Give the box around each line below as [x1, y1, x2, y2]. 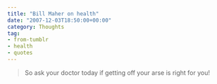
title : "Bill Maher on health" [7, 10, 99, 17]
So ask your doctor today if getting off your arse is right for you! [24, 68, 210, 77]
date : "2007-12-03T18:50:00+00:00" [7, 17, 112, 24]
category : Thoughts [7, 23, 65, 30]
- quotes [7, 50, 33, 57]
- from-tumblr [7, 36, 49, 43]
